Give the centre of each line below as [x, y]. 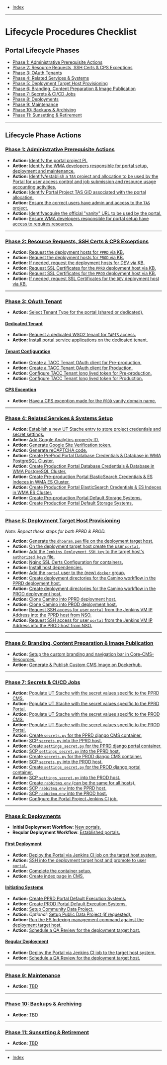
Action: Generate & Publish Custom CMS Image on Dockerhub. [77, 665]
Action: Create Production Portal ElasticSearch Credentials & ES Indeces [87, 487]
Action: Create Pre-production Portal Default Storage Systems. [77, 498]
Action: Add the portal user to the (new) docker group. [69, 573]
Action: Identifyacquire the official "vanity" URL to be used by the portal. [87, 213]
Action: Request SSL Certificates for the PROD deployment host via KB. [84, 273]
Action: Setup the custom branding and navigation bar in [71, 654]
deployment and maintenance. [43, 171]
